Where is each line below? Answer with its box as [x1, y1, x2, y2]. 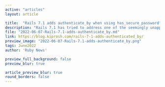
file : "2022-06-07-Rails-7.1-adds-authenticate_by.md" [5, 30, 120, 35]
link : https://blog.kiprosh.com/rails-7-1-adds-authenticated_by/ [5, 34, 144, 39]
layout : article [5, 12, 38, 17]
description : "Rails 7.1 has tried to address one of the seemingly [5, 25, 148, 30]
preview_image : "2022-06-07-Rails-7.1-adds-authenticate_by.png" [5, 39, 141, 44]
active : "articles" [5, 7, 45, 12]
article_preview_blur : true [5, 70, 63, 75]
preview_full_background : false [5, 57, 71, 62]
